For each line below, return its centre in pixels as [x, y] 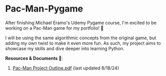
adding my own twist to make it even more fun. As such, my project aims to [83, 43]
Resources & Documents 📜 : [34, 58]
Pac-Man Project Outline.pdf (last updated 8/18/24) [66, 68]
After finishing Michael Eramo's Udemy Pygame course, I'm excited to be [81, 23]
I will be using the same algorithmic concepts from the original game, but [81, 38]
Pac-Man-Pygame [44, 9]
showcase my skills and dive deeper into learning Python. [65, 48]
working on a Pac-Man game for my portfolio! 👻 [55, 28]
